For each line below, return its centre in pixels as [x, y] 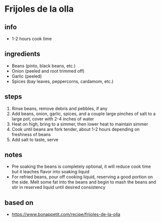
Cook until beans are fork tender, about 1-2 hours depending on [76, 129]
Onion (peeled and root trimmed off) [48, 71]
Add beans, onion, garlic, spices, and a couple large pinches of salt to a [83, 114]
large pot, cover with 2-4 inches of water [53, 119]
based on [19, 203]
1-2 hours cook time [32, 39]
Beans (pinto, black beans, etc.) [44, 66]
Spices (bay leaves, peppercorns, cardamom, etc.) [62, 81]
